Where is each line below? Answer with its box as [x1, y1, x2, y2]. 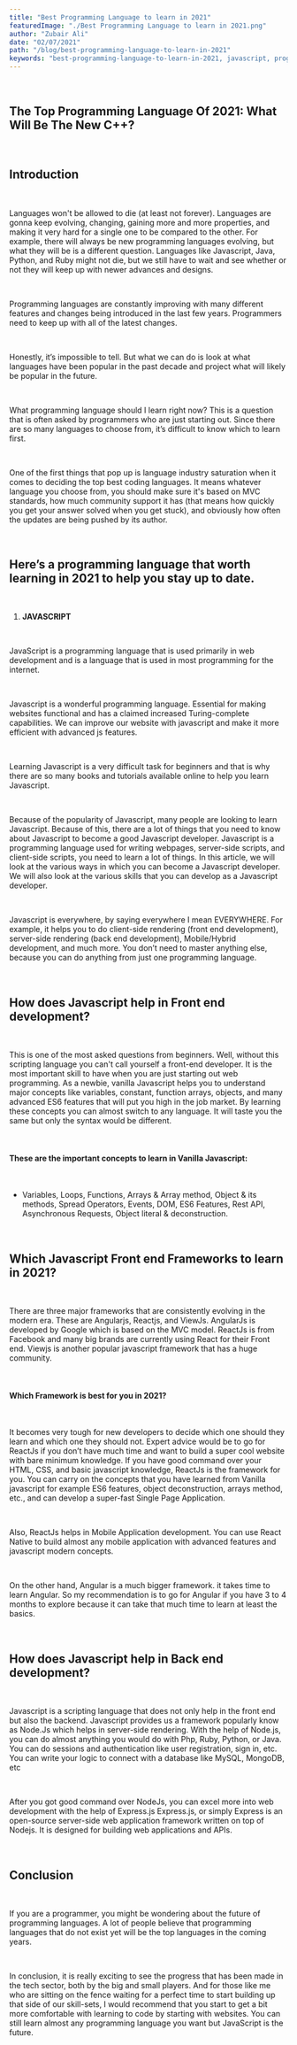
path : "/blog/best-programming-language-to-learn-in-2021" [9, 46, 232, 55]
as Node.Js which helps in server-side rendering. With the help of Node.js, [9, 1725, 281, 1735]
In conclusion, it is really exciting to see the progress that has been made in [9, 1971, 284, 1981]
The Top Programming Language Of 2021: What [9, 104, 277, 120]
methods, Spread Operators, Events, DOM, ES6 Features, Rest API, [21, 1199, 265, 1209]
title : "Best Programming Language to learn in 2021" [9, 12, 212, 22]
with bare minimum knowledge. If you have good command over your [9, 1455, 263, 1466]
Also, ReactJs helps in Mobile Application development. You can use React [9, 1527, 282, 1538]
